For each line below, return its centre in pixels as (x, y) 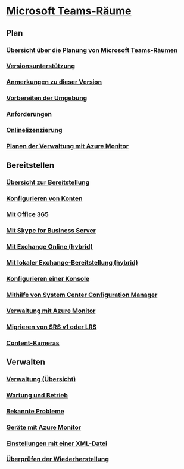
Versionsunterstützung (41, 66)
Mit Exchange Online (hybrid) (50, 247)
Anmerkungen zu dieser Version (54, 82)
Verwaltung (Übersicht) (41, 379)
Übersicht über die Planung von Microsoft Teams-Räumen (92, 50)
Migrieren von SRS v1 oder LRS (52, 327)
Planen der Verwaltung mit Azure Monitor (68, 146)
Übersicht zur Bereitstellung (48, 182)
